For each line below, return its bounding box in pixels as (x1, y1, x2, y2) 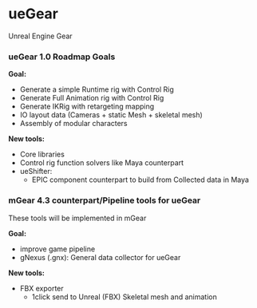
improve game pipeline (19, 244, 96, 254)
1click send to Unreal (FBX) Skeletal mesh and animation (31, 292, 217, 302)
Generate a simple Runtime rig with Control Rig (19, 85, 174, 94)
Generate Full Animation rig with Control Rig (19, 93, 164, 103)
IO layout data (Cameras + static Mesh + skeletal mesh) (19, 110, 204, 120)
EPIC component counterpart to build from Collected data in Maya (31, 175, 250, 184)
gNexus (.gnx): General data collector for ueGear (19, 252, 181, 262)
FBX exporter (19, 283, 64, 293)
